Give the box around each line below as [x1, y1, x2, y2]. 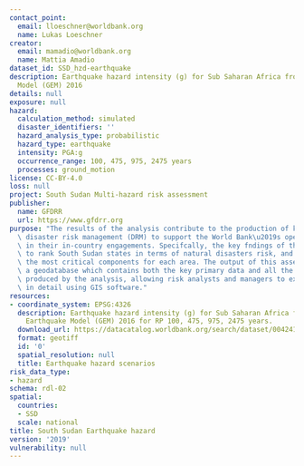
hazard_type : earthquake [17, 140, 111, 149]
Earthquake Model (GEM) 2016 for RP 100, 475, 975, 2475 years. [25, 316, 273, 326]
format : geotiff [17, 334, 79, 343]
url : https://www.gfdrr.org [17, 215, 124, 225]
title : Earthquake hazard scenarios [17, 359, 156, 368]
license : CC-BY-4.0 [9, 173, 83, 182]
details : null [9, 89, 63, 98]
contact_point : [9, 13, 67, 23]
